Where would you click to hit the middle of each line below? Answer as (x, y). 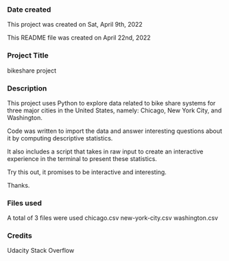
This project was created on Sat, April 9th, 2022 (75, 25)
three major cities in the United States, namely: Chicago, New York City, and (114, 110)
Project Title (28, 55)
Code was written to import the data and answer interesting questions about (115, 131)
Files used (25, 203)
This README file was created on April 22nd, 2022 (79, 38)
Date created (29, 10)
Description (27, 88)
